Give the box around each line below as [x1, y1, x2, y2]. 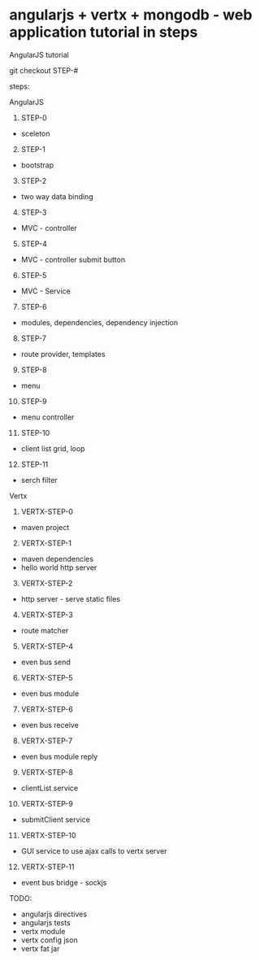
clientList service [20, 783, 79, 793]
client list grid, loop [20, 443, 85, 453]
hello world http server [20, 563, 97, 572]
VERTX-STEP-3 [20, 610, 74, 620]
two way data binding [20, 191, 93, 201]
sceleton [20, 128, 51, 138]
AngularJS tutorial [9, 50, 70, 59]
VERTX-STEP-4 [20, 641, 74, 651]
